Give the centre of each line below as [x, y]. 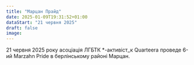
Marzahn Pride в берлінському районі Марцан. [72, 56]
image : [14, 33]
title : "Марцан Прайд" [34, 11]
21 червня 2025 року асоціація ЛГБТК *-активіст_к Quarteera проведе [94, 50]
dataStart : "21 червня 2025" [42, 22]
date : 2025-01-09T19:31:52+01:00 [47, 17]
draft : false [22, 28]
